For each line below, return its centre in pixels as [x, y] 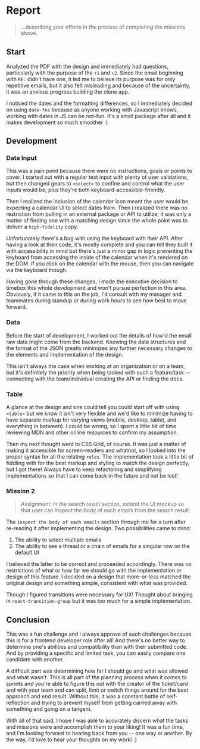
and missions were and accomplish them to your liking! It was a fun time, [95, 727]
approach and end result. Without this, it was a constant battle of [86, 697]
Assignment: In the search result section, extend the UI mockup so [102, 504]
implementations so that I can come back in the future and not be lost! [92, 476]
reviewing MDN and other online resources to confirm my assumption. [92, 432]
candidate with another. [35, 660]
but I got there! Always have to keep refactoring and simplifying [84, 469]
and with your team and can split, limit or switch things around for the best [97, 690]
